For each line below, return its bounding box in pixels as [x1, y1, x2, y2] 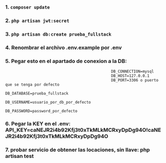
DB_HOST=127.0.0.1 [111, 73, 150, 78]
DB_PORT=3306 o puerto [111, 77, 158, 83]
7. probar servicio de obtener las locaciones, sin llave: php [5, 146, 150, 153]
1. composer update [5, 4, 50, 11]
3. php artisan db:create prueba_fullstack [5, 30, 112, 37]
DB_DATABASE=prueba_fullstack [5, 91, 69, 96]
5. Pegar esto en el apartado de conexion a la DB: [5, 57, 127, 64]
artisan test [5, 152, 34, 159]
